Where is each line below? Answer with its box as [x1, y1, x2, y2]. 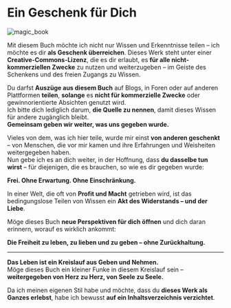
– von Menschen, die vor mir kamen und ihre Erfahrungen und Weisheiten [7, 141, 216, 149]
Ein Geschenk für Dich [7, 5, 137, 21]
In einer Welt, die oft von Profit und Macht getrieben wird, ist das [7, 189, 192, 198]
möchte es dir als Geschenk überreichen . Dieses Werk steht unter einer [7, 48, 212, 57]
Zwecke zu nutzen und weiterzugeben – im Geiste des [52, 63, 206, 71]
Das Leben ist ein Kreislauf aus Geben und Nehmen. [7, 258, 159, 266]
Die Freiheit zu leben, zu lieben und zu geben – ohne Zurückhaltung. [7, 238, 206, 246]
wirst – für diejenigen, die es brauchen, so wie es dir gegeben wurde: [7, 163, 204, 171]
